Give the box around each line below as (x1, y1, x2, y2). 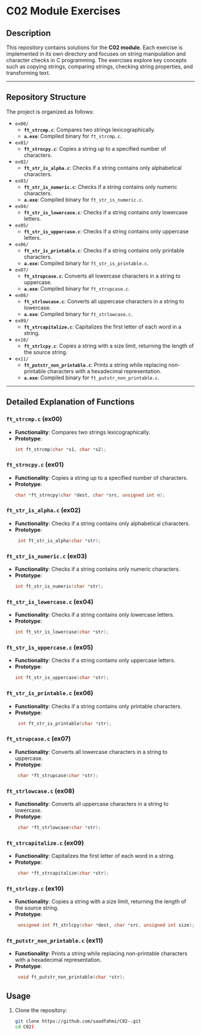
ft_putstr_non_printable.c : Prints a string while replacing (23, 361, 167, 369)
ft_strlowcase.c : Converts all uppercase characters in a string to (23, 297, 184, 305)
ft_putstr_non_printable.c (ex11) (6, 936, 103, 945)
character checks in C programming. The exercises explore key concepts (6, 57, 187, 63)
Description (6, 28, 51, 38)
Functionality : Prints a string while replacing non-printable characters (14, 950, 188, 957)
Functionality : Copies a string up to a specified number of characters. (14, 474, 188, 481)
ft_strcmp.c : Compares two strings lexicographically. (23, 126, 156, 133)
